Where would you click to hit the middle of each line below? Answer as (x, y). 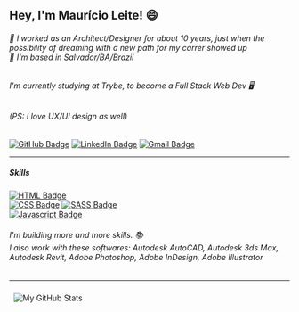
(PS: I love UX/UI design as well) (69, 117)
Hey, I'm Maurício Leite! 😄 (84, 16)
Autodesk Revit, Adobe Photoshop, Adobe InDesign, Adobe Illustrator (136, 258)
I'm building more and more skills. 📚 (77, 235)
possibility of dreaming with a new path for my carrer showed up (128, 47)
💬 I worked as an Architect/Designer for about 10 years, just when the (137, 38)
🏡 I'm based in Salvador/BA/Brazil (72, 57)
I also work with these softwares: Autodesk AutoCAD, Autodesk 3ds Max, (144, 248)
